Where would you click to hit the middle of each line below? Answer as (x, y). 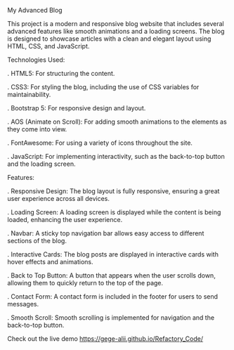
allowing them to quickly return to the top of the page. (85, 283)
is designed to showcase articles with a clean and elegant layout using (109, 39)
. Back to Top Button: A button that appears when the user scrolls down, (111, 276)
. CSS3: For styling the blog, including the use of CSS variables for (103, 87)
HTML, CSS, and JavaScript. (48, 46)
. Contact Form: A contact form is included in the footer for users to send (113, 297)
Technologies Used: (36, 60)
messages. (23, 304)
